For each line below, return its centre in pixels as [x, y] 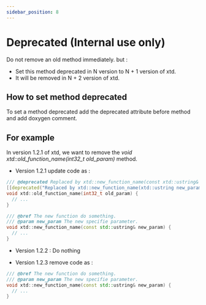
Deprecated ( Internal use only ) [86, 42]
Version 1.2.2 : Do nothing [48, 250]
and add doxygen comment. [42, 118]
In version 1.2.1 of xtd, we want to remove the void [69, 152]
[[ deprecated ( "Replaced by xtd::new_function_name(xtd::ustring [90, 188]
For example [31, 138]
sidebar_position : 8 [33, 12]
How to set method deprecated [67, 97]
